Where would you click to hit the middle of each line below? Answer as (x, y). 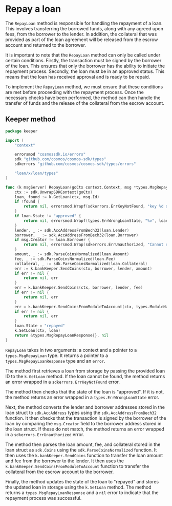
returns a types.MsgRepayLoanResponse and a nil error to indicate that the (82, 492)
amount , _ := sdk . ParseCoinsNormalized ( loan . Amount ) (72, 254)
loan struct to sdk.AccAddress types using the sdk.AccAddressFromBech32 (81, 413)
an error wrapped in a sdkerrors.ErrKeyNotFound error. (63, 382)
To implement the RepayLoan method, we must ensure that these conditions (84, 87)
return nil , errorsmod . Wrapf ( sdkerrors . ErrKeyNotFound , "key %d (94, 207)
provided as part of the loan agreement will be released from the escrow (82, 40)
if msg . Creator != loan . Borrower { (52, 240)
